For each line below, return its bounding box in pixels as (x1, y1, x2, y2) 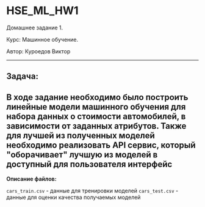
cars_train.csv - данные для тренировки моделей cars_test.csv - (6, 187, 179, 195)
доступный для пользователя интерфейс (6, 159, 173, 169)
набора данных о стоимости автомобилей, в (6, 111, 186, 121)
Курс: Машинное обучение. (6, 36, 79, 43)
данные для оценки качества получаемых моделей (6, 194, 141, 201)
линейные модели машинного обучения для (6, 102, 186, 112)
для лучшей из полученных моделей (6, 130, 156, 141)
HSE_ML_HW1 (6, 4, 79, 18)
